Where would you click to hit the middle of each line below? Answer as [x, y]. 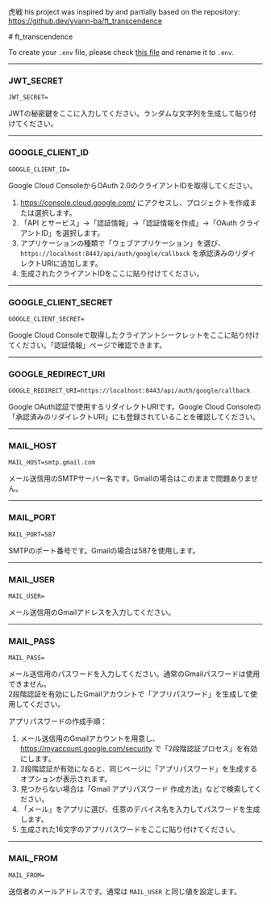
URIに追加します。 [72, 263]
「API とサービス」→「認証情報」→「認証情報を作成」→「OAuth [129, 223]
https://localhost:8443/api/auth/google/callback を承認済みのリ [131, 253]
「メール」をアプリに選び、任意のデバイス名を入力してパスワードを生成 [140, 809]
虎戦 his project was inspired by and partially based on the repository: [124, 12]
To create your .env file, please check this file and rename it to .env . [121, 52]
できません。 [29, 684]
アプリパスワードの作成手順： [58, 721]
